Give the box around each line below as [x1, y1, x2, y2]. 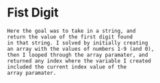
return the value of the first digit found [7, 33, 133, 40]
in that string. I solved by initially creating [7, 39, 148, 46]
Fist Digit [7, 5, 59, 21]
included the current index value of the [7, 63, 127, 70]
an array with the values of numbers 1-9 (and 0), [7, 45, 155, 52]
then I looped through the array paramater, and [7, 51, 148, 58]
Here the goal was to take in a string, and [7, 27, 136, 34]
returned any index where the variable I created [7, 57, 152, 64]
